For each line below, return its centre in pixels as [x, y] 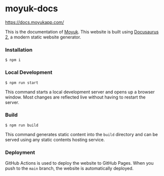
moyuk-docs [32, 9]
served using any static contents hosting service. [55, 140]
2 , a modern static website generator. [43, 37]
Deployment [20, 152]
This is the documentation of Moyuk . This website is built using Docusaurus [82, 32]
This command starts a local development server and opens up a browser [80, 92]
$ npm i [13, 60]
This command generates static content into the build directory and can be [82, 134]
